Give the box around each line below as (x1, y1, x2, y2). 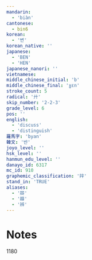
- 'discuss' (11, 122, 42, 128)
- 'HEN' (11, 60, 31, 66)
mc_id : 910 (6, 167, 34, 174)
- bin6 (11, 26, 28, 32)
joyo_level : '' (6, 144, 45, 151)
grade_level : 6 (6, 105, 45, 111)
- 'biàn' (11, 15, 34, 21)
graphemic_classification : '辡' (6, 173, 87, 180)
